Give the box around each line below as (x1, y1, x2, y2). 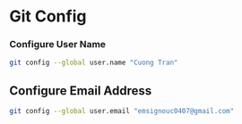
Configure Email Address (9, 83, 152, 98)
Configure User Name (9, 38, 106, 51)
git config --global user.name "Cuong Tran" (9, 58, 178, 68)
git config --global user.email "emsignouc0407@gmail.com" (9, 107, 235, 116)
